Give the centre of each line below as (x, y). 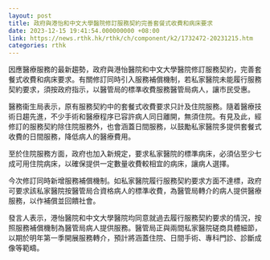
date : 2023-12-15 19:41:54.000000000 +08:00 (84, 30)
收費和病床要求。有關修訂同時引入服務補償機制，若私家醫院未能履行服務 (142, 79)
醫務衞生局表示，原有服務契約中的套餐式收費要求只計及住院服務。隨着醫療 (131, 107)
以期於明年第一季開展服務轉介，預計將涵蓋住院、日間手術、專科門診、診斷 (131, 238)
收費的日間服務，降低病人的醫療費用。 (72, 136)
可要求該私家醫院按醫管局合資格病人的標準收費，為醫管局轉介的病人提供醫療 (135, 191)
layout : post (30, 16)
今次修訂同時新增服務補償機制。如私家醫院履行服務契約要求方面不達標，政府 (135, 181)
